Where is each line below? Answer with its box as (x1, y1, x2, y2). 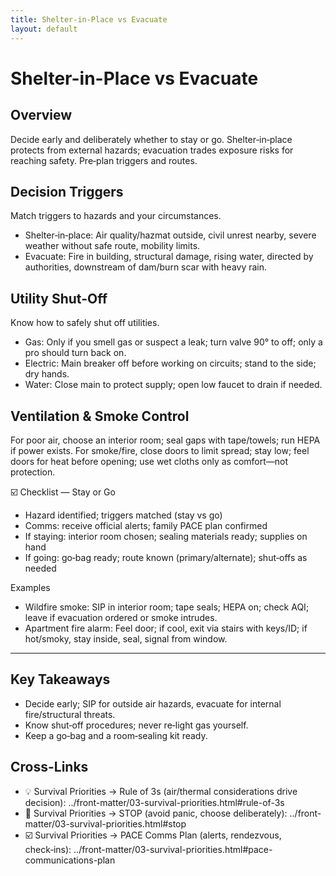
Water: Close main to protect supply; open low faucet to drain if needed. (24, 379, 323, 391)
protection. (10, 466, 56, 478)
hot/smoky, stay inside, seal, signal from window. (24, 632, 228, 645)
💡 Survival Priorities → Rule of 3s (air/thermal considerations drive (24, 785, 298, 797)
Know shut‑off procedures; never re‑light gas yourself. (24, 719, 249, 731)
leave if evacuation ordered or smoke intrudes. (24, 611, 218, 623)
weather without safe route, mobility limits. (24, 240, 201, 252)
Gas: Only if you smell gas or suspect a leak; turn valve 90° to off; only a (24, 336, 323, 348)
